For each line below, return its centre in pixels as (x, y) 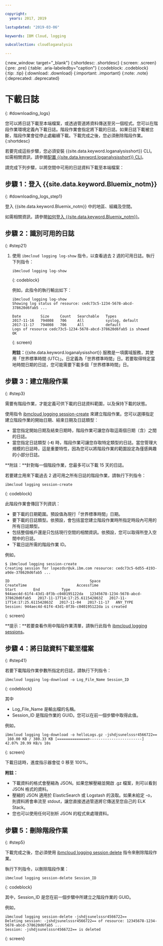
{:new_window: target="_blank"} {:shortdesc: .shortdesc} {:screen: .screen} (81, 63)
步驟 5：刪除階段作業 (37, 830)
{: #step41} (16, 661)
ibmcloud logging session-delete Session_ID (51, 878)
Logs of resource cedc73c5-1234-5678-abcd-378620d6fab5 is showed (81, 329)
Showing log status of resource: (46, 303)
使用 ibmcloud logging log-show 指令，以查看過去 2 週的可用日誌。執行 (83, 256)
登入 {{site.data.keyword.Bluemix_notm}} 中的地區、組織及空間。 (70, 206)
